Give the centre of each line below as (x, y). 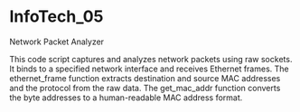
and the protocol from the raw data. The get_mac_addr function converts (145, 88)
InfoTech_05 (56, 17)
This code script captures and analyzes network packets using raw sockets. (151, 59)
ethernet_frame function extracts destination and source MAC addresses (145, 78)
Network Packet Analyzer (57, 42)
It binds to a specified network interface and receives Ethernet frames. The (149, 69)
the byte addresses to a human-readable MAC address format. (126, 98)
